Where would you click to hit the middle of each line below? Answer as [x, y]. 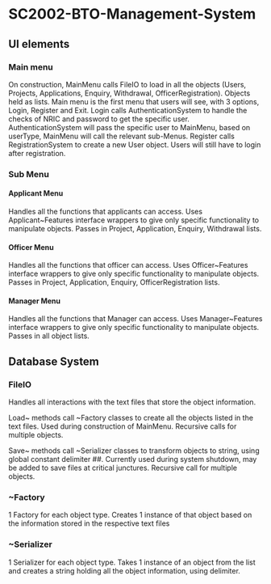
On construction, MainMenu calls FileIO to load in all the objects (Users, [127, 84]
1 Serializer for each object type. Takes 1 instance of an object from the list [132, 562]
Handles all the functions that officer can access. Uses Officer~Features [128, 265]
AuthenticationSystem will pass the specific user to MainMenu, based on [129, 127]
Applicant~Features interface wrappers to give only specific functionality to [134, 220]
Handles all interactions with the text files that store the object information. [132, 402]
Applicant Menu [36, 193]
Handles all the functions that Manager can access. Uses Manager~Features [136, 319]
